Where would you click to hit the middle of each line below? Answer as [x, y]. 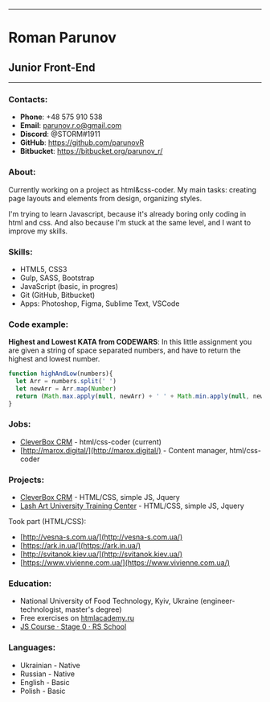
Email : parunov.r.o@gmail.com [71, 126]
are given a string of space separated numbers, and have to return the [125, 350]
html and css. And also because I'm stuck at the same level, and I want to [130, 222]
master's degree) [94, 609]
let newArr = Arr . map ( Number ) [66, 388]
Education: [30, 584]
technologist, [42, 609]
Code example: [39, 324]
